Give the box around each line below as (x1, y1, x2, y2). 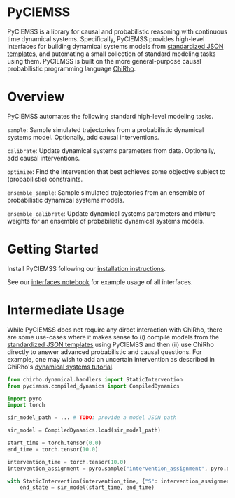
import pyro (7, 395, 42, 402)
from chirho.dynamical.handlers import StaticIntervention (7, 376, 183, 383)
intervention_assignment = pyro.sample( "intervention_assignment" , (7, 465, 208, 472)
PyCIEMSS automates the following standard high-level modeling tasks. (7, 112, 213, 120)
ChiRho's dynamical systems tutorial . (7, 362, 114, 371)
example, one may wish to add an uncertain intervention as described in (7, 355, 215, 363)
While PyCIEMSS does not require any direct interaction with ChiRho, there (7, 325, 222, 334)
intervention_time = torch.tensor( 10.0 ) (7, 458, 127, 465)
